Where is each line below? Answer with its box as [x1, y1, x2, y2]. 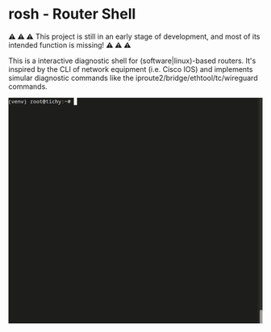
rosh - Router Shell [8, 5, 136, 23]
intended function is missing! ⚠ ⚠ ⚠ [8, 40, 131, 49]
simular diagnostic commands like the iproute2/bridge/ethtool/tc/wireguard [8, 73, 258, 82]
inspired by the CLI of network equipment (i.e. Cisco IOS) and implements [8, 64, 253, 74]
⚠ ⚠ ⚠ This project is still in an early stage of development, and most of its [8, 32, 261, 41]
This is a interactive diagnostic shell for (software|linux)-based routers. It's [8, 56, 256, 65]
